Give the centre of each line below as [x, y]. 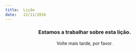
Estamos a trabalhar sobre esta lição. [85, 32]
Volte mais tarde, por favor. [85, 43]
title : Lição [20, 10]
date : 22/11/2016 [26, 15]
